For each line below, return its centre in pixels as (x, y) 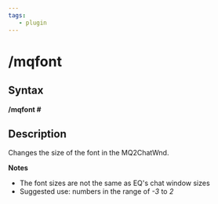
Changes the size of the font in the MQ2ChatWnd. (89, 153)
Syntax (26, 91)
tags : (17, 15)
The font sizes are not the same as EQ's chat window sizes (114, 183)
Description (37, 134)
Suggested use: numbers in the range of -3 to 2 (96, 191)
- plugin (33, 23)
